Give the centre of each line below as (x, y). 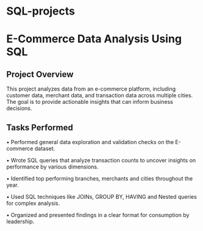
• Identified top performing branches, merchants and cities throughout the (100, 178)
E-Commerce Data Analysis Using (94, 39)
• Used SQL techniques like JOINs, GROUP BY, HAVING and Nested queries (101, 197)
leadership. (20, 221)
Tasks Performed (40, 127)
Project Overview (40, 74)
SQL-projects (41, 11)
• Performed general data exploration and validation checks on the (90, 142)
